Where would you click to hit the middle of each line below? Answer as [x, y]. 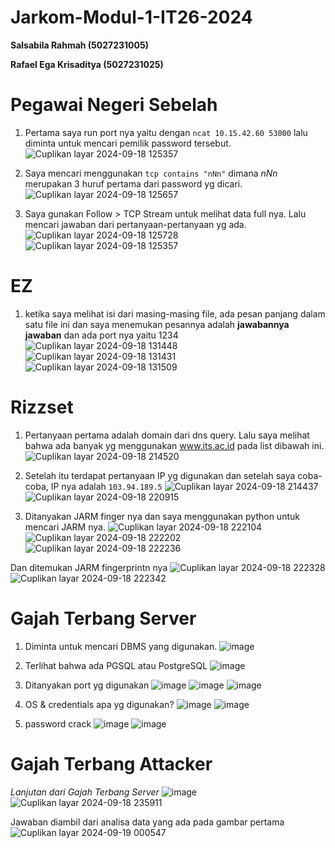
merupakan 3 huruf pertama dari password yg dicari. [133, 183]
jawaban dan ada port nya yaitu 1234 [101, 335]
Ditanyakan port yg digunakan [87, 685]
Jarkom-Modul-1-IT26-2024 [131, 17]
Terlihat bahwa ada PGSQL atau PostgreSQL [116, 665]
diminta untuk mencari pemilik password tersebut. [128, 143]
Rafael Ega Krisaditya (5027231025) [87, 64]
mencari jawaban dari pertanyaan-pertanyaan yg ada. [135, 224]
